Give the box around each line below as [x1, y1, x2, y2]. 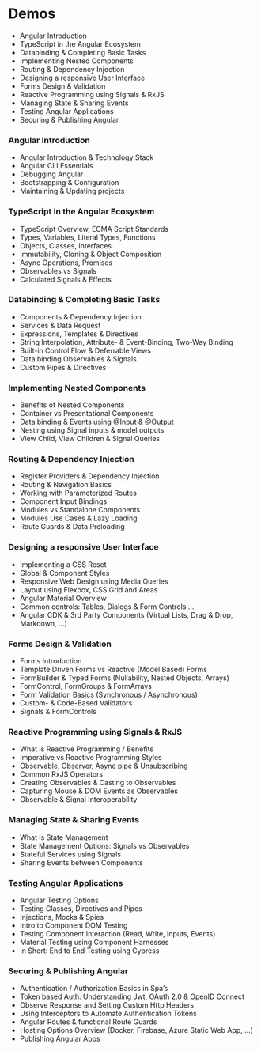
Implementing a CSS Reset [19, 559, 107, 569]
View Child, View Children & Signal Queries [19, 434, 161, 444]
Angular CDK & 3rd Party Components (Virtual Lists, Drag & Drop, [19, 610, 233, 619]
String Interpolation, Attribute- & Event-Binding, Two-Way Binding [19, 337, 233, 346]
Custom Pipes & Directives [19, 362, 107, 372]
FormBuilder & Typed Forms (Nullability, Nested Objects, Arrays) [19, 673, 229, 682]
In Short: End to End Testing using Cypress [19, 946, 160, 955]
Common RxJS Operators [19, 769, 104, 779]
